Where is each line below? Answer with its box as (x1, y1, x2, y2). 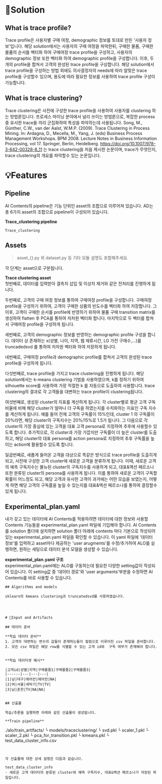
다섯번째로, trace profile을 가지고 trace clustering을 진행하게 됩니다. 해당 (5, 370, 144, 376)
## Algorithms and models (5, 585, 57, 590)
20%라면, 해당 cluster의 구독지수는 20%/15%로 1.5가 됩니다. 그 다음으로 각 (5, 417, 148, 423)
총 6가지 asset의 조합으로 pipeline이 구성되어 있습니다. (5, 209, 109, 215)
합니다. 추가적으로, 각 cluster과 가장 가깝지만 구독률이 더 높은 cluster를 (14, 429, 148, 435)
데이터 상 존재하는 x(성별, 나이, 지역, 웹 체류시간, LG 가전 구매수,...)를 (11, 338, 142, 343)
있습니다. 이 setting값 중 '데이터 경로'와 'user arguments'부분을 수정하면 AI (10, 569, 153, 575)
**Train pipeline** (5, 719, 44, 724)
